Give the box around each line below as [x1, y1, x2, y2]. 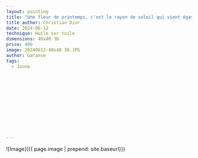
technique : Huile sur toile [6, 31, 75, 37]
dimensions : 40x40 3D [6, 36, 60, 42]
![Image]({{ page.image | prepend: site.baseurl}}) [6, 145, 126, 152]
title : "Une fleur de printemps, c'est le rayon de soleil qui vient [6, 14, 181, 20]
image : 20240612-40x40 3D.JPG [6, 47, 81, 53]
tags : [6, 58, 19, 64]
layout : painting [6, 8, 49, 15]
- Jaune [11, 63, 31, 70]
